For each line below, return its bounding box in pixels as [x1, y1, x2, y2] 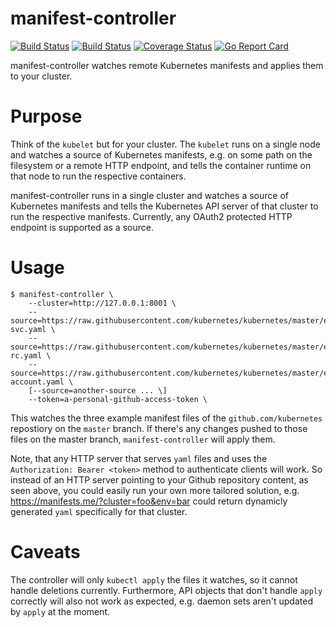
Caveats [10, 541, 81, 563]
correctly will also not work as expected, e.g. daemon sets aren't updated [10, 595, 313, 607]
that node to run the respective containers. [10, 170, 187, 182]
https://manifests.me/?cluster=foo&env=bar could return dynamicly [10, 495, 288, 507]
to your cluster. [10, 70, 73, 82]
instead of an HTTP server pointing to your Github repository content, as [10, 473, 309, 486]
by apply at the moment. [10, 605, 111, 617]
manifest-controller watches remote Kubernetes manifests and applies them [10, 59, 324, 71]
